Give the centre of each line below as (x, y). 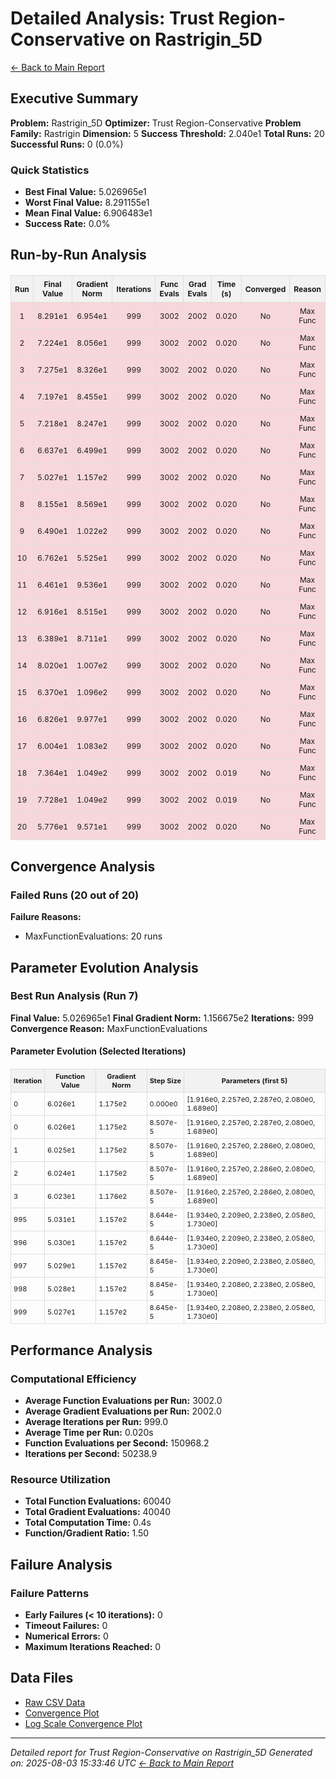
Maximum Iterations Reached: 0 (93, 1647)
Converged (265, 288)
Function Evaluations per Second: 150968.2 (117, 1443)
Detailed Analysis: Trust (112, 18)
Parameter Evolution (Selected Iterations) (98, 1051)
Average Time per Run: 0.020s (89, 1433)
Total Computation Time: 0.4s (88, 1523)
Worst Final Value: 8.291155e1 (87, 203)
